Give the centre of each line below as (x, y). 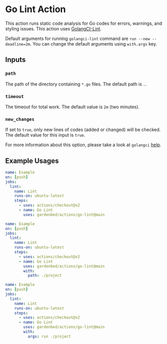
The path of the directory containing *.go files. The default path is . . (76, 84)
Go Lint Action (36, 9)
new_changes (20, 119)
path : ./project (45, 276)
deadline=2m (18, 44)
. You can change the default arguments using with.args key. (94, 44)
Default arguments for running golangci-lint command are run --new (78, 38)
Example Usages (32, 161)
